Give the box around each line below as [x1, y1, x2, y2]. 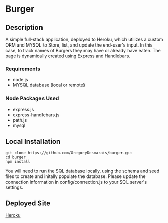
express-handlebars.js [12, 112, 60, 118]
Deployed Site [5, 199, 51, 207]
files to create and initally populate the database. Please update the [5, 173, 146, 180]
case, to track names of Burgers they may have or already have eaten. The [5, 48, 161, 53]
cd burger [5, 155, 26, 160]
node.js [12, 77, 29, 83]
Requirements [5, 65, 41, 72]
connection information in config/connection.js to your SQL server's [5, 179, 147, 185]
